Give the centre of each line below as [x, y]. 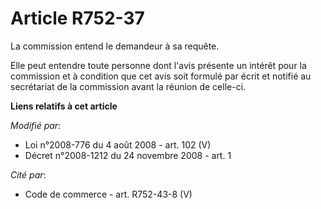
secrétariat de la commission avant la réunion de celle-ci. [128, 86]
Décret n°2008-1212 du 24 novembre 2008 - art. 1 [128, 155]
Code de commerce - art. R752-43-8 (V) [108, 194]
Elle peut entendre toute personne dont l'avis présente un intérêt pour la [158, 65]
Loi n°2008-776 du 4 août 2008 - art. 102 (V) [118, 144]
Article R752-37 [77, 18]
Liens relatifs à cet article [64, 106]
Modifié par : [36, 125]
